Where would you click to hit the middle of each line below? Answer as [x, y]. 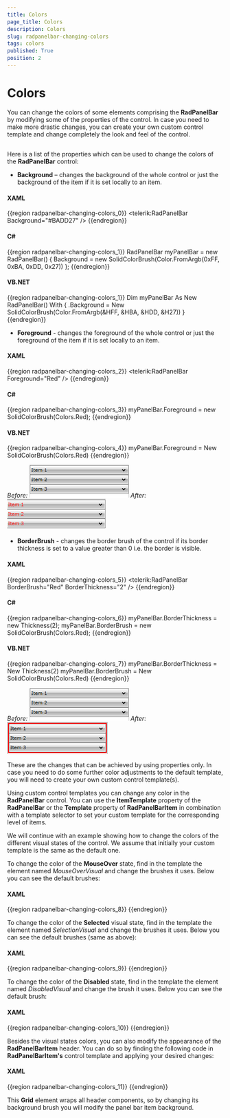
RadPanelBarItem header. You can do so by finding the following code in [110, 1048]
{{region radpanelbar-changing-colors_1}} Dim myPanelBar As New [102, 297]
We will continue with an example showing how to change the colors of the [113, 836]
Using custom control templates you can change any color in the [99, 793]
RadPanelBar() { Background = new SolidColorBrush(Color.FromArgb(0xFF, [113, 259]
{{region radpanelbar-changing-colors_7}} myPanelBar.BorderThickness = [112, 664]
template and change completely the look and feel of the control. [99, 134]
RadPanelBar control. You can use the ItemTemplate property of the [104, 800]
